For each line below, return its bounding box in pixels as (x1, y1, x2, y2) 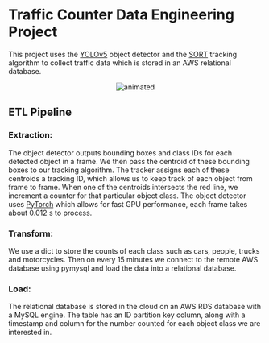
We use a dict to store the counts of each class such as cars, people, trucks (8, 246, 260, 255)
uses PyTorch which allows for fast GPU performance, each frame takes (8, 199, 248, 209)
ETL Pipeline (8, 105, 72, 119)
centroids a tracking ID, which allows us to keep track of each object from (8, 173, 253, 183)
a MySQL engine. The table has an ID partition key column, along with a (8, 310, 246, 320)
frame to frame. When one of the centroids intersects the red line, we (8, 182, 238, 192)
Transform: (8, 228, 54, 239)
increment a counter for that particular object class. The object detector (8, 191, 246, 200)
